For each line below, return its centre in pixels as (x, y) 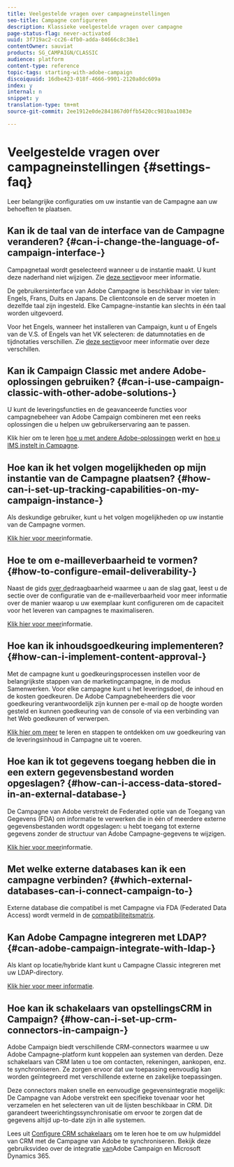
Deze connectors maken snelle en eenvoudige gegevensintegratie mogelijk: (116, 1090)
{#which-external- (151, 880)
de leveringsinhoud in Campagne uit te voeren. (74, 739)
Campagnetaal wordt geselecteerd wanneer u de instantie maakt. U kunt (112, 270)
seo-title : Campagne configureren (58, 20)
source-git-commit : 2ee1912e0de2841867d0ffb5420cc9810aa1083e (100, 111)
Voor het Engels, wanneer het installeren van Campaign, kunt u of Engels (112, 326)
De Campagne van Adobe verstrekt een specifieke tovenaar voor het (106, 1098)
